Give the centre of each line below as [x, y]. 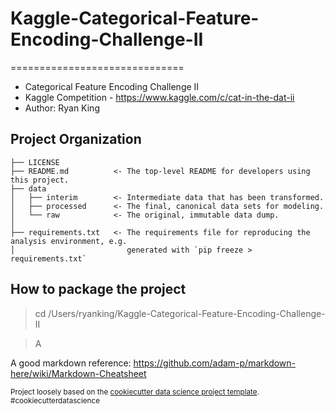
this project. [40, 180]
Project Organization [76, 139]
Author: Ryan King [62, 108]
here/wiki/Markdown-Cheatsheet [78, 373]
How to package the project [98, 289]
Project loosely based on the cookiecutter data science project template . [135, 392]
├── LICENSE [35, 162]
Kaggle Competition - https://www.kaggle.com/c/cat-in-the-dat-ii [159, 97]
